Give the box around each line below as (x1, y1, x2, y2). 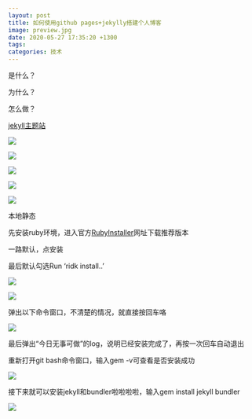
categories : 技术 (8, 48, 63, 56)
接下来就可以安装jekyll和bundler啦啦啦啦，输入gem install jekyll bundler (8, 387, 241, 396)
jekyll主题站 (8, 121, 46, 130)
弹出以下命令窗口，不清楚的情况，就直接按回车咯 (8, 307, 166, 317)
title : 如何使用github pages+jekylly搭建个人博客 (8, 19, 163, 27)
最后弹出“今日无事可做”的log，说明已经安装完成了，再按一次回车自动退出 (8, 339, 245, 348)
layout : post (8, 11, 51, 20)
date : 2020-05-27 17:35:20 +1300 (8, 33, 118, 42)
